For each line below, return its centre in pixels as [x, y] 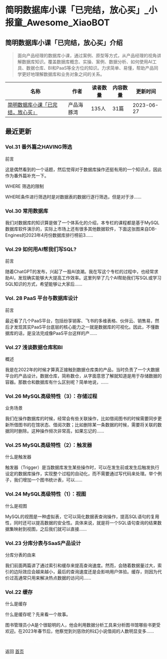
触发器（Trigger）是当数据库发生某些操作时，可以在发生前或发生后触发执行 [82, 467]
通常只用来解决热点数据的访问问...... [55, 578]
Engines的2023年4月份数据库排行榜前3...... [49, 235]
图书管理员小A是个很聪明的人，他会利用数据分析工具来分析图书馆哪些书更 [81, 625]
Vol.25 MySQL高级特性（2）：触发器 [49, 445]
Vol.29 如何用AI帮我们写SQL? [41, 249]
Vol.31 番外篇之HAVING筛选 [39, 147]
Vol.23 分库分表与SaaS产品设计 [43, 543]
